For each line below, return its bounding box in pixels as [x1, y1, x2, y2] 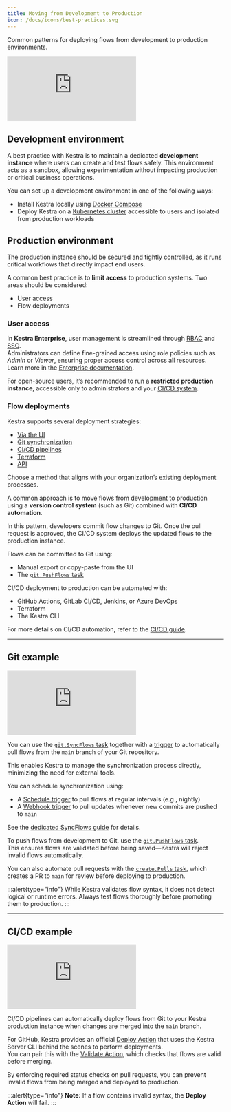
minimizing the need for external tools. [7, 768, 116, 777]
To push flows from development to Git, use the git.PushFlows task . [7, 836, 199, 844]
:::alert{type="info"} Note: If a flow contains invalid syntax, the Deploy [7, 1091, 206, 1100]
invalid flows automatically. [7, 851, 84, 859]
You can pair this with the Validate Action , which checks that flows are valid [7, 1050, 221, 1058]
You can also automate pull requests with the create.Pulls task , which [7, 864, 208, 872]
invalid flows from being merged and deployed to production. [7, 1078, 181, 1087]
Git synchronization [16, 438, 73, 446]
